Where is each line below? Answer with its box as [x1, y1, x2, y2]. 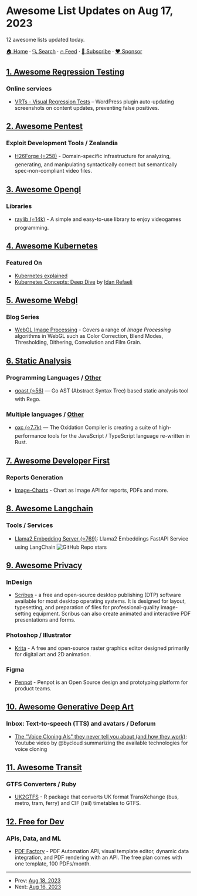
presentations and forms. [14, 616, 76, 623]
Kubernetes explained [14, 272, 68, 279]
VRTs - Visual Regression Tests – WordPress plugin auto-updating [14, 98, 174, 105]
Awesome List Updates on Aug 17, [6, 4, 174, 18]
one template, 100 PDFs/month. [14, 860, 91, 867]
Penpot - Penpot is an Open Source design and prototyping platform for [14, 679, 188, 686]
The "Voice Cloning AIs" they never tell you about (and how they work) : [14, 733, 188, 740]
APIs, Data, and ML [6, 834, 62, 843]
